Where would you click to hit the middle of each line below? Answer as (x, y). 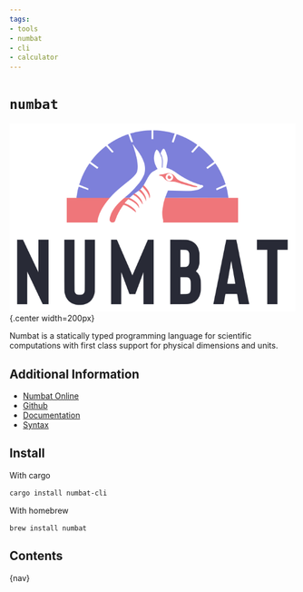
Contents (36, 556)
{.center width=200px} (52, 319)
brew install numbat (49, 528)
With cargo (30, 475)
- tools (24, 29)
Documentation (51, 415)
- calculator (34, 58)
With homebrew (39, 510)
